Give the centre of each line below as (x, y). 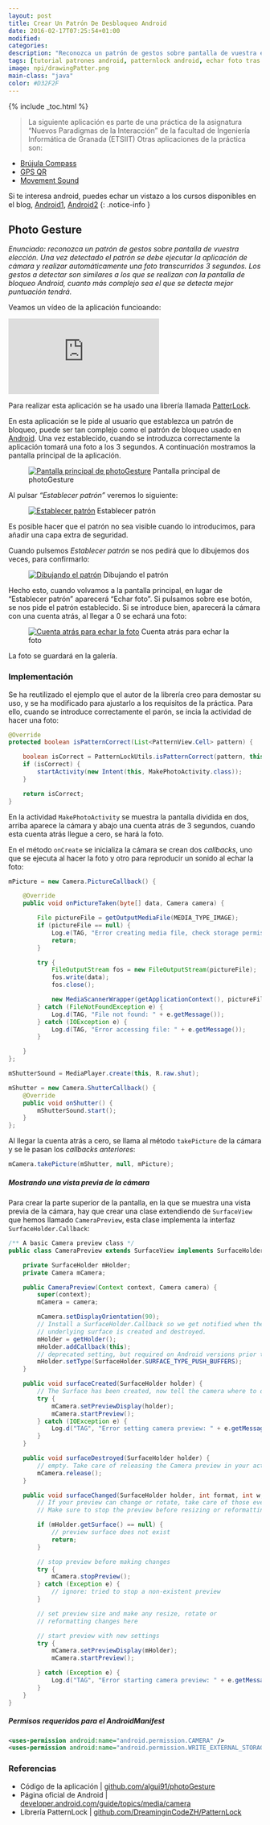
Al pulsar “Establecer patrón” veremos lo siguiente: (93, 496)
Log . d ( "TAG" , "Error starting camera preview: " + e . (143, 1681)
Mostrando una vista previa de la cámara (79, 1182)
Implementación (41, 677)
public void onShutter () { (68, 1103)
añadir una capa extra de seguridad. (68, 535)
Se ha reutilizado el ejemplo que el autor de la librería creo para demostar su (135, 695)
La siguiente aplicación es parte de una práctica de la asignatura (135, 122)
